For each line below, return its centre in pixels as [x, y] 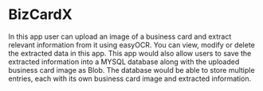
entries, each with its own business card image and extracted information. [130, 78]
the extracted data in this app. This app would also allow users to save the [130, 53]
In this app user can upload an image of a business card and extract [120, 36]
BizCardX [41, 15]
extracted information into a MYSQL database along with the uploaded [124, 62]
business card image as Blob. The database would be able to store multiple [131, 70]
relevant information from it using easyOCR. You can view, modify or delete [131, 44]
